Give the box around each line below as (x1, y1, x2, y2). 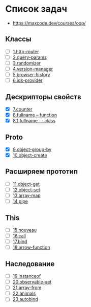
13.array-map (12, 192, 41, 199)
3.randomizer (12, 60, 41, 66)
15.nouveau (12, 227, 37, 233)
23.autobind (12, 296, 38, 302)
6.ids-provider (12, 77, 43, 83)
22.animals (12, 290, 36, 297)
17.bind (12, 238, 27, 245)
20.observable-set (12, 279, 52, 285)
